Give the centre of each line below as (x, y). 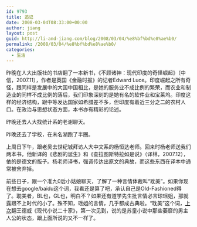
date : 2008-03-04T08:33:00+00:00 (47, 22)
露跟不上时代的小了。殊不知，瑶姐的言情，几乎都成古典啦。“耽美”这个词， (96, 203)
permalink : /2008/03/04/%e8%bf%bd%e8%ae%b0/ (61, 45)
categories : (21, 50)
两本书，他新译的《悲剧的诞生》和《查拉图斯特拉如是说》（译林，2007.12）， (97, 154)
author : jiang (23, 28)
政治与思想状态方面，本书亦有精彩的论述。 (73, 109)
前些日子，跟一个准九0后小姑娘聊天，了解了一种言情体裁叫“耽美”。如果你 (95, 181)
